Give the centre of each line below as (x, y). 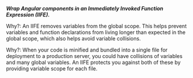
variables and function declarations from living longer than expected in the (96, 32)
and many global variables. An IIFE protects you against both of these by (94, 62)
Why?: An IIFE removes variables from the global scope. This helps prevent (96, 26)
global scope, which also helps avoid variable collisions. (74, 38)
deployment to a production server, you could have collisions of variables (94, 56)
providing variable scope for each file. (52, 69)
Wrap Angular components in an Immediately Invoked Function (85, 9)
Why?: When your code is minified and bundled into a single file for (87, 50)
